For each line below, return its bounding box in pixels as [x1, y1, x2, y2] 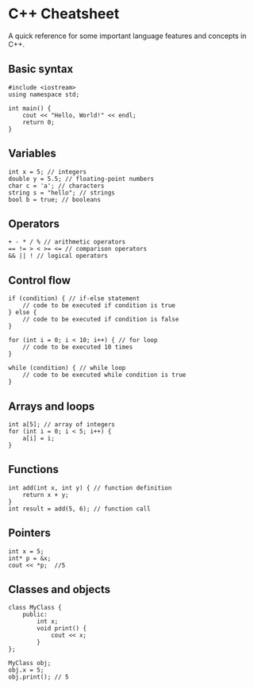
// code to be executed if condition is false [22, 315, 179, 324]
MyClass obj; [8, 660, 52, 668]
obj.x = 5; [8, 666, 44, 675]
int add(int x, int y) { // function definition [8, 483, 172, 492]
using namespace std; [8, 90, 80, 98]
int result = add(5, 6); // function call [8, 505, 151, 513]
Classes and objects [8, 583, 111, 596]
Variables [8, 147, 57, 160]
